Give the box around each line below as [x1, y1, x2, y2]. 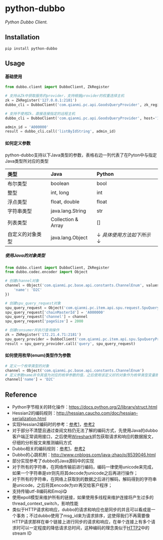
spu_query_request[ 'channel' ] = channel [5, 315, 88, 319]
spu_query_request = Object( [5, 305, 64, 310]
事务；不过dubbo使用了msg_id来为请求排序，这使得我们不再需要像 [16, 513, 150, 519]
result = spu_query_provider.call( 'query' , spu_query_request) [5, 341, 136, 346]
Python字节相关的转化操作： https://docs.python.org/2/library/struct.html [12, 404, 158, 410]
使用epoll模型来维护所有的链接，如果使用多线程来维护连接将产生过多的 [12, 495, 154, 501]
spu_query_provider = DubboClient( [5, 336, 77, 341]
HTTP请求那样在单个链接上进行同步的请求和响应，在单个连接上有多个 [12, 519, 151, 525]
